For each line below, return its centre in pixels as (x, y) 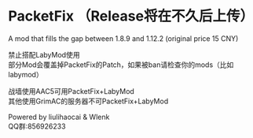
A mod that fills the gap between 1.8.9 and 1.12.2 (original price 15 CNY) (123, 38)
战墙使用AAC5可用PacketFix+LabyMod (71, 91)
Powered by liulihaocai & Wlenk (59, 117)
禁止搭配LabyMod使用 (44, 54)
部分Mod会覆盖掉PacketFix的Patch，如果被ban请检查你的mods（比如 (121, 65)
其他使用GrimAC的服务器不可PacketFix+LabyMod (88, 101)
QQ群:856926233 (37, 126)
